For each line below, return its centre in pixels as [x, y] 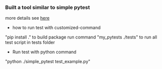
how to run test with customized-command [56, 28]
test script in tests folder [30, 42]
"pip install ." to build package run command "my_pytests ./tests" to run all [81, 37]
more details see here [27, 18]
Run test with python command [44, 52]
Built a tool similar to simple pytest [48, 7]
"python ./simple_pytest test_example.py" [48, 62]
